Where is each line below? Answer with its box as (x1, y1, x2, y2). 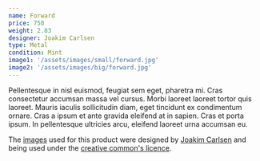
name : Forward (8, 11, 56, 20)
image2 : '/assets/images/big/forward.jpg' (8, 64, 152, 72)
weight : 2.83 (8, 26, 52, 34)
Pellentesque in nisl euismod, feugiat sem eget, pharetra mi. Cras (8, 85, 223, 95)
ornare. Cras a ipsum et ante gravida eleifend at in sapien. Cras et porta (8, 111, 244, 120)
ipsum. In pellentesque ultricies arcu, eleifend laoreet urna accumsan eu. (8, 119, 248, 128)
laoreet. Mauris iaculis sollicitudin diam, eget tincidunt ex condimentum (8, 102, 242, 112)
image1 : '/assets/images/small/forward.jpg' (8, 57, 159, 65)
